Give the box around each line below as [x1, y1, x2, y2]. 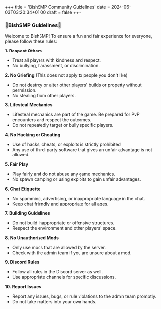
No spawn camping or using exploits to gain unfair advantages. [12, 176, 141, 182]
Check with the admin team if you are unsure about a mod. [12, 250, 132, 256]
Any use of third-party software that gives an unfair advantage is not [12, 147, 152, 153]
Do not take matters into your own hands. [12, 299, 97, 305]
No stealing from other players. [12, 93, 76, 99]
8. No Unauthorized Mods [5, 235, 59, 241]
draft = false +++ [47, 9, 82, 15]
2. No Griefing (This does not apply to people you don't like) [5, 72, 128, 78]
